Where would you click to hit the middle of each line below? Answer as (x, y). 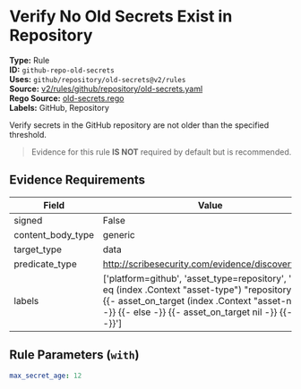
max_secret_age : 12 (46, 376)
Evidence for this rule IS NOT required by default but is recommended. (161, 152)
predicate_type (46, 264)
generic (119, 234)
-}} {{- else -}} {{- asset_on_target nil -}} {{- (198, 312)
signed (28, 220)
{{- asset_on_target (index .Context (177, 300)
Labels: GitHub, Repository (60, 107)
